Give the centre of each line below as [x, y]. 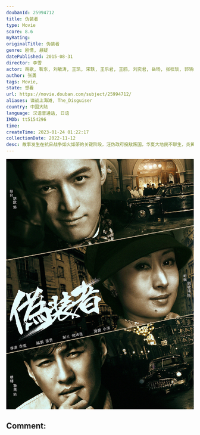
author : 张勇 [21, 75]
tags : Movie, [22, 82]
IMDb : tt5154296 [26, 119]
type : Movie [21, 25]
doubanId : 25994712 [30, 13]
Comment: [26, 426]
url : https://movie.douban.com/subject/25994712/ [69, 94]
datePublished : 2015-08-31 [40, 57]
